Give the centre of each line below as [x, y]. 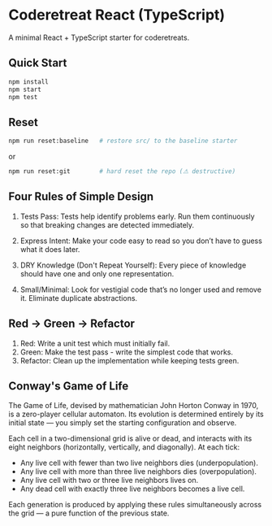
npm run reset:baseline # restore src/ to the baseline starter [123, 141]
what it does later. [50, 249]
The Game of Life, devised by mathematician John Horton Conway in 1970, [134, 406]
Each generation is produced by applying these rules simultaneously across [135, 505]
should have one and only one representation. [97, 273]
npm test [23, 97]
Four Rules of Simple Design [81, 197]
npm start [25, 89]
